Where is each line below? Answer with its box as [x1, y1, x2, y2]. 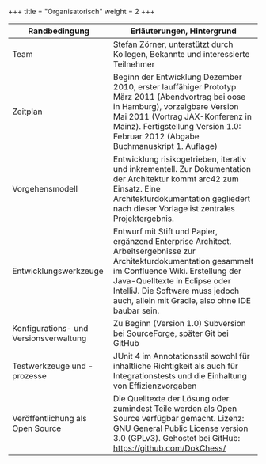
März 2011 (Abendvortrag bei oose [113, 91, 246, 102]
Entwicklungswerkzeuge [12, 265, 104, 276]
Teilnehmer [113, 59, 155, 70]
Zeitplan [12, 106, 43, 117]
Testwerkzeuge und [12, 360, 87, 371]
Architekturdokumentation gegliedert [113, 193, 251, 204]
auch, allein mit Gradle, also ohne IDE [113, 295, 252, 306]
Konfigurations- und [12, 323, 89, 333]
